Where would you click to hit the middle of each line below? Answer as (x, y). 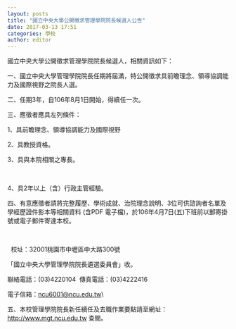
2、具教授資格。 (31, 144)
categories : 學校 (32, 33)
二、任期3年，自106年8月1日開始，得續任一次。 (76, 100)
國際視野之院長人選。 (50, 85)
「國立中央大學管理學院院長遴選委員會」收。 (72, 264)
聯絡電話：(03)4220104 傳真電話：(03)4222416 (78, 280)
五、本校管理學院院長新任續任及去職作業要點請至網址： (87, 309)
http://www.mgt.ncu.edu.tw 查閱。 (57, 318)
